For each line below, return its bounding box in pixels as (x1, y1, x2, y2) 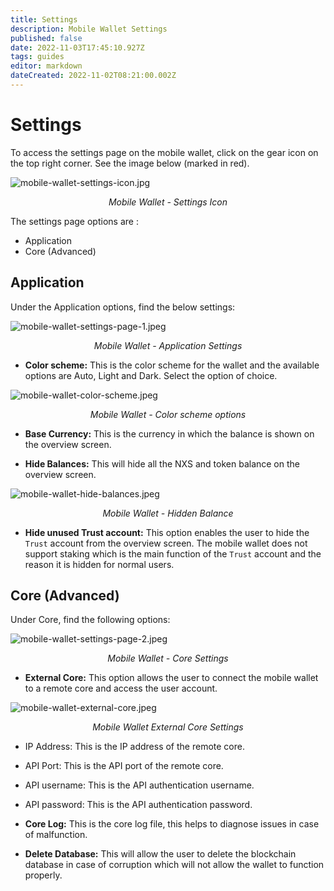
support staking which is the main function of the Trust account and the (24, 547, 322, 560)
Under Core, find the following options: (10, 614, 171, 626)
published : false (10, 33, 83, 43)
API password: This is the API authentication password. (24, 799, 253, 811)
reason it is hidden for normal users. (24, 558, 175, 570)
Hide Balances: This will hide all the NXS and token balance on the (24, 457, 300, 470)
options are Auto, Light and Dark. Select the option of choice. (24, 369, 278, 381)
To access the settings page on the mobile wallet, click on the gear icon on (10, 146, 319, 158)
